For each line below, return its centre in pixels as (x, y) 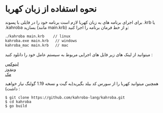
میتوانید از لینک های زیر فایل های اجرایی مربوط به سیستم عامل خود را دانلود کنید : (79, 55)
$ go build (16, 106)
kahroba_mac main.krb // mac (37, 45)
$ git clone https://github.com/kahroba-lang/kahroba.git (65, 98)
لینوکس (12, 64)
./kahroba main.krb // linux (38, 36)
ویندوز (10, 69)
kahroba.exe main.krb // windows (41, 41)
